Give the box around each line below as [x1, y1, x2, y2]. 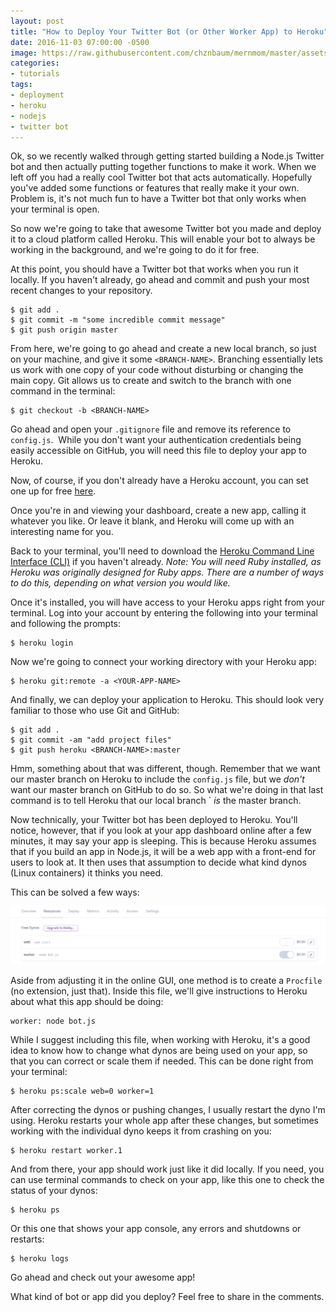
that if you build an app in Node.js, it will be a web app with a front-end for [10, 846, 317, 858]
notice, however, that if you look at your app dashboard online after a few [10, 825, 312, 837]
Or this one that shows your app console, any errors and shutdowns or [10, 1223, 302, 1235]
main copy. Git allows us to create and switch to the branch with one [10, 375, 292, 387]
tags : [10, 80, 33, 90]
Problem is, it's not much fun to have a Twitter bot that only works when [10, 193, 307, 205]
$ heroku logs [10, 1254, 70, 1264]
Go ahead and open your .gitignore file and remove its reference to [10, 423, 292, 435]
